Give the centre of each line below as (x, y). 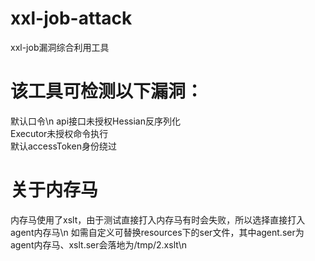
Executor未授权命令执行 (59, 133)
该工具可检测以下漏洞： (107, 91)
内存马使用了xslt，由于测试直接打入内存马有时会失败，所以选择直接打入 (158, 219)
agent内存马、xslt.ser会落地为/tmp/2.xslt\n (98, 244)
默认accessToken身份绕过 (63, 146)
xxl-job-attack (71, 18)
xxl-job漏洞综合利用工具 (60, 47)
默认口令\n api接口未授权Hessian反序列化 (95, 121)
